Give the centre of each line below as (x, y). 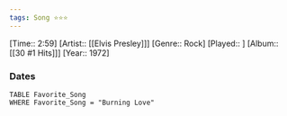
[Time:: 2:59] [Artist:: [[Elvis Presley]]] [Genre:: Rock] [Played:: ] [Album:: (144, 43)
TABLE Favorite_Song (48, 94)
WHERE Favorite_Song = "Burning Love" (82, 103)
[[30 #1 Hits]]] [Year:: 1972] (59, 53)
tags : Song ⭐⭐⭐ (39, 18)
